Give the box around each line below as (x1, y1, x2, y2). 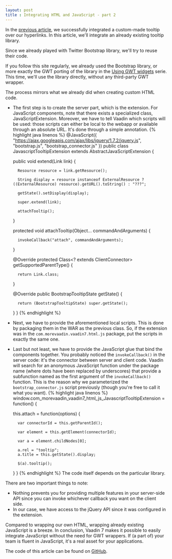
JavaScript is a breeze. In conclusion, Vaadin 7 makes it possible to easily (5, 527, 161, 533)
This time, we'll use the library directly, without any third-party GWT (5, 73, 149, 80)
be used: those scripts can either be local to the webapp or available (12, 121, 158, 127)
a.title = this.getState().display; (17, 452, 96, 457)
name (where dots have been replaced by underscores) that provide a (12, 368, 161, 374)
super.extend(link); (17, 199, 62, 204)
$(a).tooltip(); (17, 461, 52, 466)
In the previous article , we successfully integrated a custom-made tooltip (5, 26, 160, 32)
